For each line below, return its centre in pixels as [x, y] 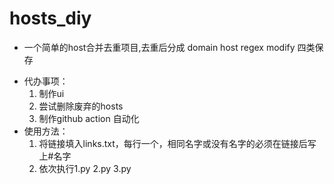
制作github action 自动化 [89, 118]
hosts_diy [50, 18]
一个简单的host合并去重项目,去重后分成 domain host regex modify [159, 47]
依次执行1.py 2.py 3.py [85, 168]
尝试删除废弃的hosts [81, 106]
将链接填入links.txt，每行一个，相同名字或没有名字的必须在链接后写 [177, 143]
